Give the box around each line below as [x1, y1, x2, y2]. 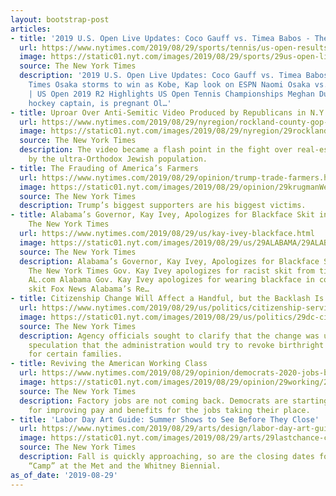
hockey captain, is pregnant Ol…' [28, 98, 172, 108]
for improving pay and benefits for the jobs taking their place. [28, 405, 311, 415]
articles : [10, 24, 52, 34]
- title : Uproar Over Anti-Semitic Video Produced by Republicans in [10, 107, 307, 118]
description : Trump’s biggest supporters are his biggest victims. [19, 201, 307, 211]
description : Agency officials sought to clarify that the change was [19, 331, 320, 341]
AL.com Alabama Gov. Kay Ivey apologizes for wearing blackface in [28, 275, 315, 285]
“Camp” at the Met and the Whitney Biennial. [28, 461, 222, 471]
